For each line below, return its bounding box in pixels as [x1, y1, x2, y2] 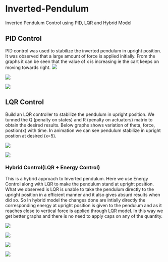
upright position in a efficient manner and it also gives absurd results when [5, 191, 160, 198]
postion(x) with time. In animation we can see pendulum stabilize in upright [5, 127, 161, 134]
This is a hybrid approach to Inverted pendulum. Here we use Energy [5, 175, 148, 181]
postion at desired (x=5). [5, 133, 57, 139]
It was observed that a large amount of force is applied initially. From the [5, 53, 155, 59]
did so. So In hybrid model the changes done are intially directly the [5, 197, 146, 203]
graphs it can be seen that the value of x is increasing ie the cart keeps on [5, 58, 159, 64]
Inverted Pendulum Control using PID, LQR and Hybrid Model [5, 20, 132, 26]
